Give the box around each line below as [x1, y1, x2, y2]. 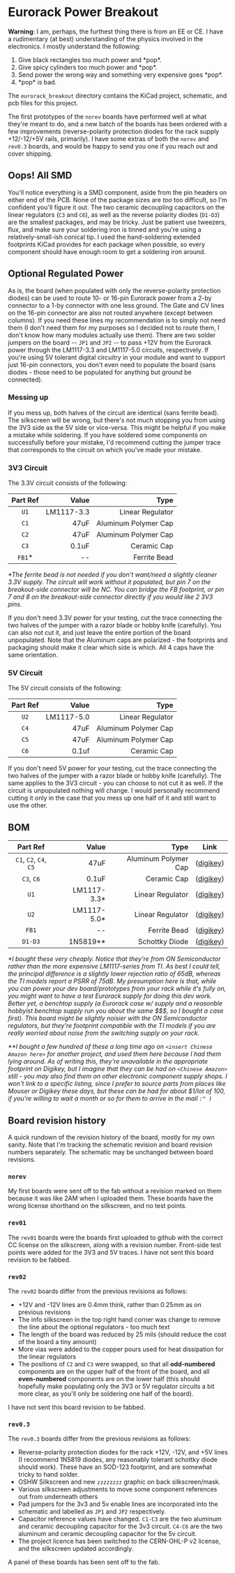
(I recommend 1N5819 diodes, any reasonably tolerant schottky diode [17, 1456, 218, 1464]
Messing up [8, 392, 49, 402]
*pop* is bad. [17, 77, 57, 86]
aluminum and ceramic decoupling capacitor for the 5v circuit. [17, 1530, 197, 1538]
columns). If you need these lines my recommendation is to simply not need [8, 315, 226, 325]
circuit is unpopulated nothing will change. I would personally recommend [8, 786, 220, 795]
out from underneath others [17, 1493, 98, 1501]
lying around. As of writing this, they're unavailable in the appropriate [8, 1057, 209, 1066]
